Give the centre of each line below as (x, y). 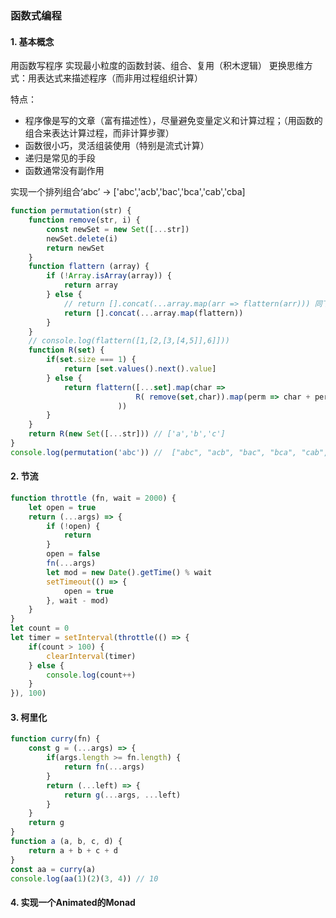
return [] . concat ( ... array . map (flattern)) (153, 313)
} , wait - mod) (78, 600)
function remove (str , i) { (84, 220)
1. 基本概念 (32, 41)
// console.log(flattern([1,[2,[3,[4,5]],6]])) (129, 341)
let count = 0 (40, 628)
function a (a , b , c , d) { (66, 842)
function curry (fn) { (55, 739)
